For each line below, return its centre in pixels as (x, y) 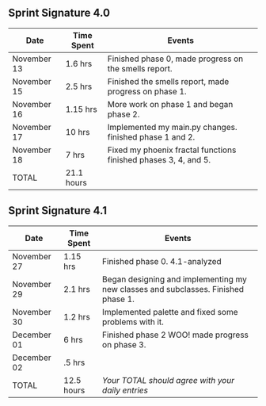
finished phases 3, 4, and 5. (159, 159)
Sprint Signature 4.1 (57, 211)
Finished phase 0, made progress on (175, 59)
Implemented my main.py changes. (172, 127)
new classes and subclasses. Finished (173, 289)
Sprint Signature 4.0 (59, 13)
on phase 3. (124, 344)
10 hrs (78, 132)
